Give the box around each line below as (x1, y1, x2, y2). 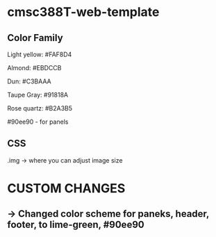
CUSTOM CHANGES (7, 181, 126, 196)
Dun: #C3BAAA (7, 77, 51, 85)
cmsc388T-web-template (7, 4, 160, 20)
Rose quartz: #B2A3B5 (7, 104, 73, 112)
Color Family (7, 32, 64, 44)
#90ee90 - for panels (7, 117, 69, 126)
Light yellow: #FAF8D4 (7, 50, 72, 58)
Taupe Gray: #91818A (7, 91, 68, 99)
